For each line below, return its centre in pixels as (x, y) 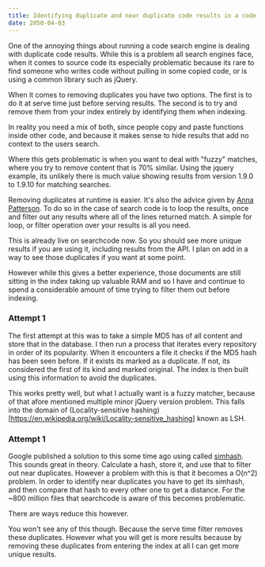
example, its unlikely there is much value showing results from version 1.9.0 (131, 176)
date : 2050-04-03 (37, 23)
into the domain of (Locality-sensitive (69, 410)
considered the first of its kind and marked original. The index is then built (129, 369)
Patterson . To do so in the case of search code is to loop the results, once (129, 208)
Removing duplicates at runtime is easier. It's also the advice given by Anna (131, 200)
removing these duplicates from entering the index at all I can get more (124, 546)
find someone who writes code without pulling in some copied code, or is (128, 71)
